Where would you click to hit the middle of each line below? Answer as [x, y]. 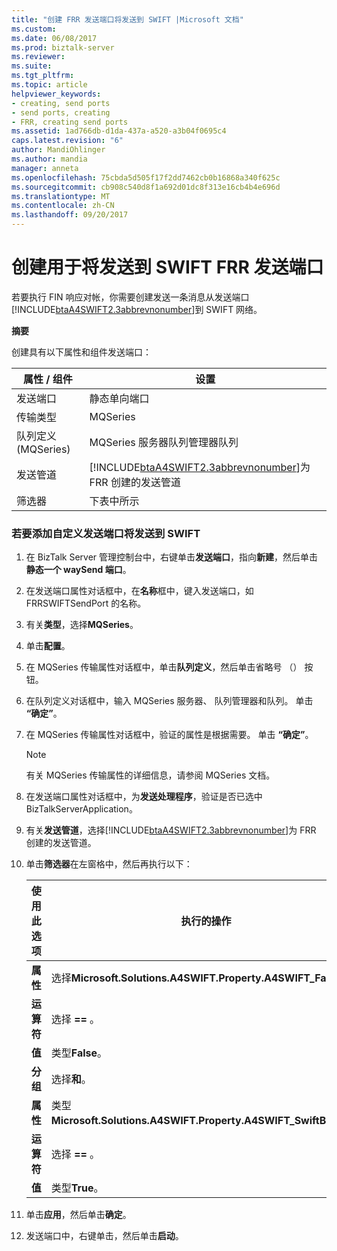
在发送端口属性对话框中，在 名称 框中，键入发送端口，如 [139, 591]
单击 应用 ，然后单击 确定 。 [78, 1215]
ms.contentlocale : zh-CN [63, 206]
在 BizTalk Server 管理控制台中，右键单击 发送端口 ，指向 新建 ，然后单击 [172, 557]
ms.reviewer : [38, 57]
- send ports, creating [61, 112]
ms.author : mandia [49, 159]
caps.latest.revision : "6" [67, 141]
